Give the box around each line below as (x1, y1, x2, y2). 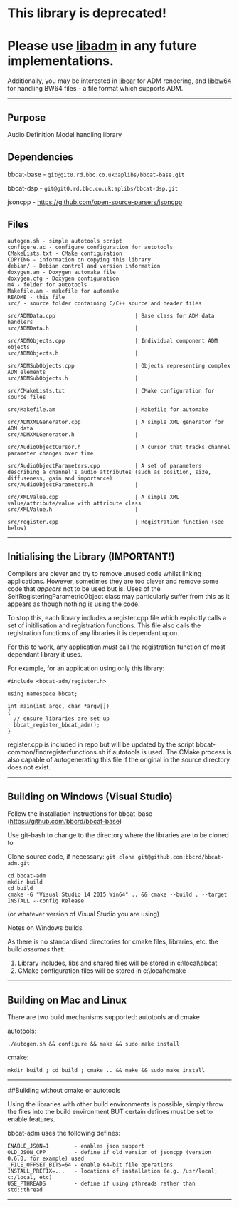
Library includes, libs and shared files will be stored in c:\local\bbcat (17, 959, 218, 968)
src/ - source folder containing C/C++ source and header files (7, 300, 202, 307)
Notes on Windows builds (7, 924, 83, 932)
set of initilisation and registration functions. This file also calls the (7, 621, 201, 630)
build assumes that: (7, 945, 65, 954)
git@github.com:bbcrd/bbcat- (137, 854, 224, 861)
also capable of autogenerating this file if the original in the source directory (7, 755, 230, 764)
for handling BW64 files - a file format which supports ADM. (7, 84, 184, 93)
